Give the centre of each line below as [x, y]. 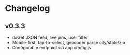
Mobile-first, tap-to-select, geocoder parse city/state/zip [69, 43]
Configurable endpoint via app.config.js [51, 48]
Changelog [28, 8]
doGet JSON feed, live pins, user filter [50, 37]
